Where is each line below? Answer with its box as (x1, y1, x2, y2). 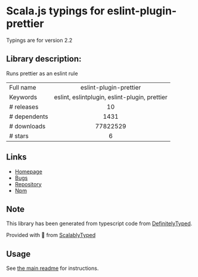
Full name (9, 83, 37, 91)
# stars (9, 131, 29, 140)
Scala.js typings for (6, 4, 105, 18)
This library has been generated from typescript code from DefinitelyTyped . (6, 220, 193, 227)
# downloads (9, 122, 46, 130)
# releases (9, 103, 39, 111)
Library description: (6, 54, 82, 64)
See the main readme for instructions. (6, 264, 99, 272)
